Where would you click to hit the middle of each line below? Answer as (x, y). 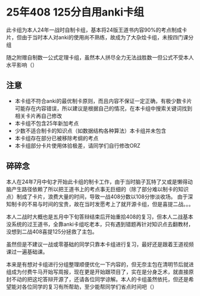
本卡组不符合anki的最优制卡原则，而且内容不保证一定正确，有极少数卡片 (103, 101)
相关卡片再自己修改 (38, 116)
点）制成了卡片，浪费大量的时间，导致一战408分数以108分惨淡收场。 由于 (97, 197)
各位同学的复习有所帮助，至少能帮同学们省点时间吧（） (90, 286)
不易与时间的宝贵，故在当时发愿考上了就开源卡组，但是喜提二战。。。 (110, 204)
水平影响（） (22, 65)
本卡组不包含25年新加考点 (47, 123)
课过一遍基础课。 (27, 251)
